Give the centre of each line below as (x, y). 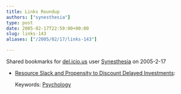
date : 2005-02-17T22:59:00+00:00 (48, 28)
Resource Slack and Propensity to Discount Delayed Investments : (95, 73)
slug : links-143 (26, 34)
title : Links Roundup (33, 12)
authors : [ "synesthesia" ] (38, 17)
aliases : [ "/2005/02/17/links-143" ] (52, 39)
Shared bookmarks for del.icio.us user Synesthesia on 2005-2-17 (86, 61)
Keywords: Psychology (43, 84)
